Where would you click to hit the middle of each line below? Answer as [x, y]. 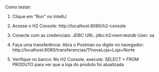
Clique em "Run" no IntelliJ [40, 16]
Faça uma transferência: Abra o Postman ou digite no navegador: [78, 45]
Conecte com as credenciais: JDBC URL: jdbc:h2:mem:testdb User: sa [83, 35]
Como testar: [18, 7]
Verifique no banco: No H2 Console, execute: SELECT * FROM [75, 59]
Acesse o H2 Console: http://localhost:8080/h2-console [69, 26]
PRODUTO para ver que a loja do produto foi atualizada [68, 64]
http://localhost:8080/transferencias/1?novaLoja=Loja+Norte [73, 50]
